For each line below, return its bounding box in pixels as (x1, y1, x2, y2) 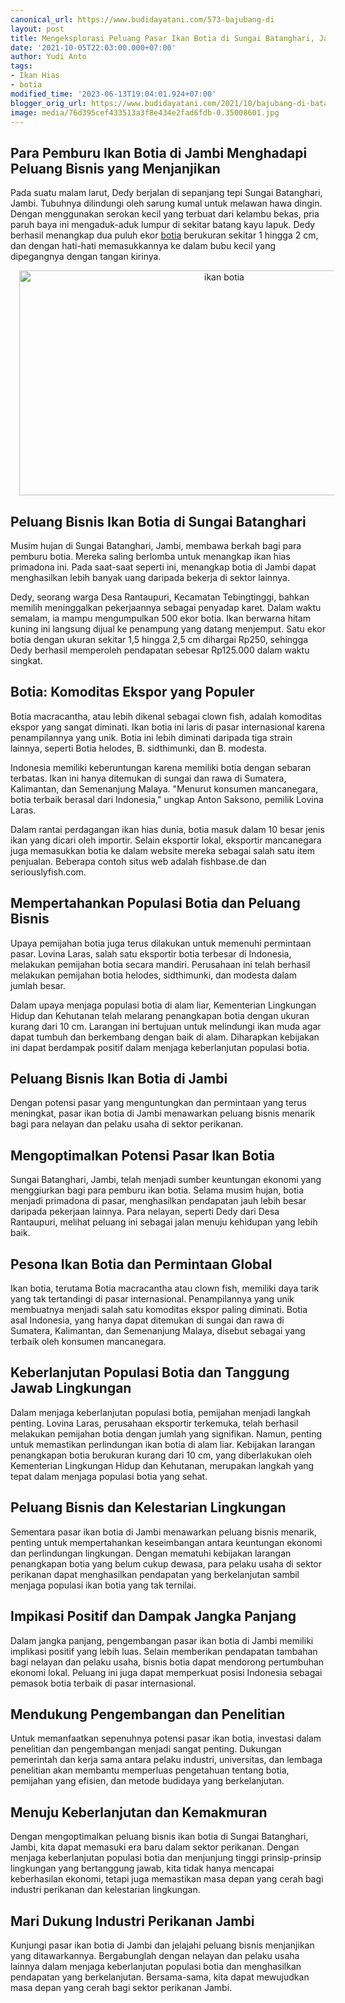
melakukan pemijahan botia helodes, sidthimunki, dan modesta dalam (10, 969, 297, 981)
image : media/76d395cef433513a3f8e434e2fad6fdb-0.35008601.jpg (10, 107, 280, 118)
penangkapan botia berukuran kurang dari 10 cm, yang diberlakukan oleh (10, 1449, 312, 1461)
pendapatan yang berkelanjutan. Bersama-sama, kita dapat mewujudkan (10, 1971, 310, 1983)
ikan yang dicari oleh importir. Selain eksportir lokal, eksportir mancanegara (10, 834, 322, 846)
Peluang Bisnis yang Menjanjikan (10, 160, 221, 177)
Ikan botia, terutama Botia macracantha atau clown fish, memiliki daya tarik (10, 1282, 320, 1295)
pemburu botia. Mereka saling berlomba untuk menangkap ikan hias (10, 551, 291, 562)
